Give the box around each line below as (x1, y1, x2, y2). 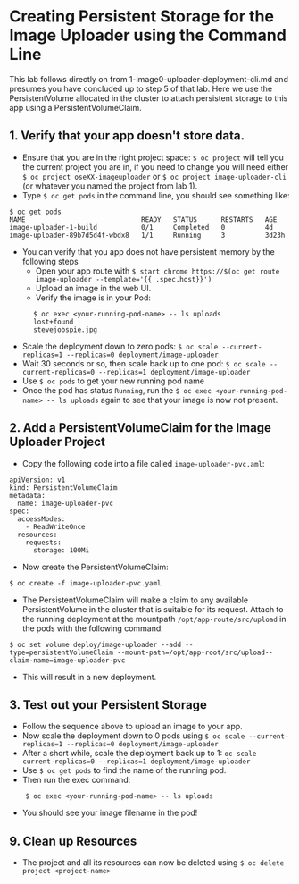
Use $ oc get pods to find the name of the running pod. (21, 765, 227, 776)
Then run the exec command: (21, 775, 131, 786)
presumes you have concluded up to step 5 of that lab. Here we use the (9, 83, 273, 94)
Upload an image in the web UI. (35, 282, 152, 293)
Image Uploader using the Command (9, 25, 287, 46)
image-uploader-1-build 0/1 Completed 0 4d (9, 223, 274, 232)
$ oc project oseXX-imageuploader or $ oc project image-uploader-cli (21, 171, 287, 181)
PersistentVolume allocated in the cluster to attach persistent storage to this (9, 92, 288, 104)
